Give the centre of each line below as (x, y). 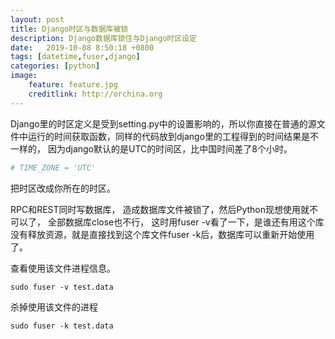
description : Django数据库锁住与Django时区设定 (103, 38)
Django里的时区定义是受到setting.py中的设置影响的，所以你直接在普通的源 (163, 123)
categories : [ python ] (55, 66)
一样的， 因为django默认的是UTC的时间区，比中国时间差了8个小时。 (151, 148)
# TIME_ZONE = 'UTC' (53, 167)
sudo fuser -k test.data (62, 326)
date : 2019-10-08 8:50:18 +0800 (82, 47)
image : (24, 76)
